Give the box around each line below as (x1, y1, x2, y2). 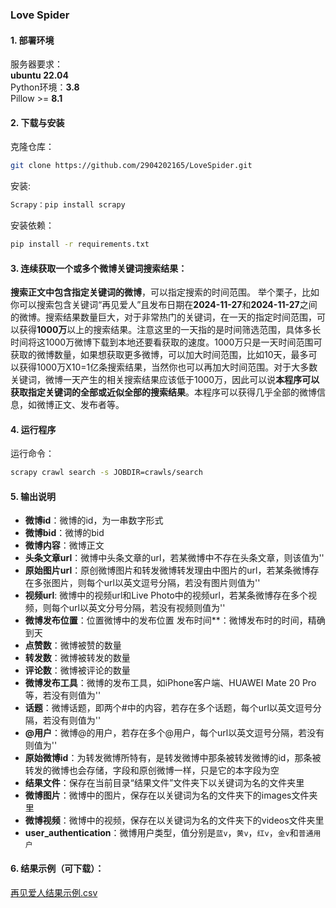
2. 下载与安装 (10, 116, 65, 128)
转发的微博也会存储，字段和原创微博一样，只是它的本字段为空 (24, 764, 280, 777)
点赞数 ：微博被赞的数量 (24, 639, 122, 652)
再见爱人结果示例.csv (10, 886, 98, 898)
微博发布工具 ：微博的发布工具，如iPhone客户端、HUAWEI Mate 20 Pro (24, 677, 317, 689)
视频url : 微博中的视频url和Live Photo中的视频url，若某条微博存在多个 (24, 589, 308, 602)
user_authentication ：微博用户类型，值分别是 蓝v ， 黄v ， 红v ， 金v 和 (24, 827, 299, 839)
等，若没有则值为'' (24, 689, 102, 702)
